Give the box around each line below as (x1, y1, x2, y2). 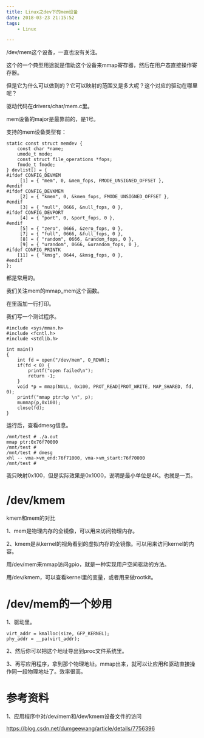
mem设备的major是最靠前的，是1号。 (6, 116, 99, 123)
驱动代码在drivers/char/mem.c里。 (6, 103, 93, 110)
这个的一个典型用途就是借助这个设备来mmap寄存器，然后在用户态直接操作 (6, 61, 192, 69)
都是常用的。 (6, 274, 38, 281)
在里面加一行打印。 (6, 300, 55, 308)
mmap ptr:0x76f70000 (6, 439, 59, 446)
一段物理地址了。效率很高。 (16, 668, 86, 675)
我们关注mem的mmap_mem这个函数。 (6, 287, 103, 295)
